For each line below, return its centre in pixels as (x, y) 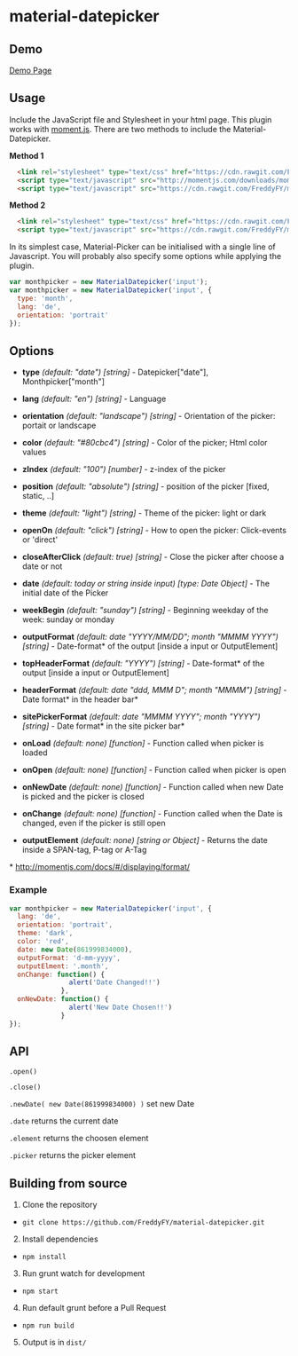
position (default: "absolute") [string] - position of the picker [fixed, (145, 486)
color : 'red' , (43, 942)
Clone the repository (59, 1205)
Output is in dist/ (54, 1343)
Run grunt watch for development (83, 1273)
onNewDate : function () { (63, 999)
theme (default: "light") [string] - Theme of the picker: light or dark (144, 513)
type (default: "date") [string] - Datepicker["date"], (115, 372)
